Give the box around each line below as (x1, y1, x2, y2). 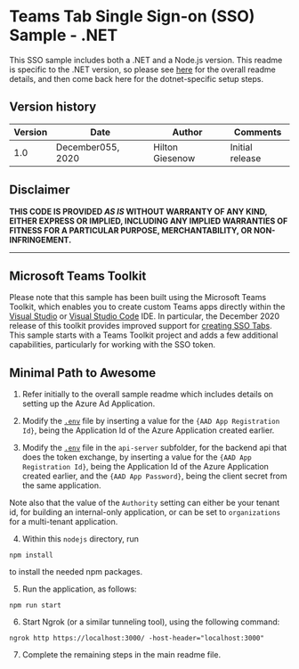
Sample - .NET (9, 25, 118, 45)
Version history (9, 100, 97, 115)
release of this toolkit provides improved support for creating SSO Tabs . (9, 321, 273, 331)
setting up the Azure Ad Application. (21, 398, 156, 409)
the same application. (21, 480, 101, 491)
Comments (234, 126, 282, 138)
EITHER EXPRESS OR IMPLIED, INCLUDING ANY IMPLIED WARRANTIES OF (9, 216, 288, 226)
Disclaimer (9, 183, 70, 198)
